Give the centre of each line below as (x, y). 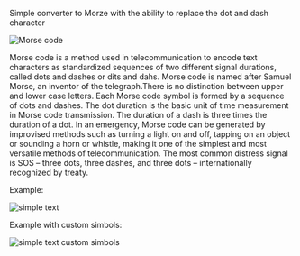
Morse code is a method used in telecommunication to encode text (134, 57)
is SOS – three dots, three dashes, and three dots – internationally (131, 163)
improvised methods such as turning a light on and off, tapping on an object (150, 134)
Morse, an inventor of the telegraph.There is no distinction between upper (146, 86)
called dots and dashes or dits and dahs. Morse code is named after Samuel (150, 77)
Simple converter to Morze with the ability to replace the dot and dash (139, 13)
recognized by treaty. (49, 172)
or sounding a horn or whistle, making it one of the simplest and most (138, 144)
